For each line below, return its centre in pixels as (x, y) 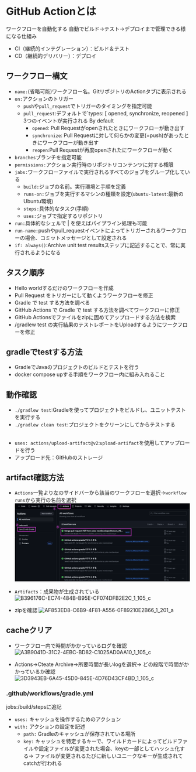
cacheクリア (29, 631)
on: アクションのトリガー (44, 98)
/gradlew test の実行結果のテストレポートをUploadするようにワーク (96, 324)
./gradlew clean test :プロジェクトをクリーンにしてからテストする (95, 425)
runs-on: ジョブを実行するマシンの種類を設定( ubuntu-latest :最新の (103, 194)
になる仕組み (21, 36)
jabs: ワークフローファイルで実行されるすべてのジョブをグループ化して (99, 172)
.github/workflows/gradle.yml (50, 693)
